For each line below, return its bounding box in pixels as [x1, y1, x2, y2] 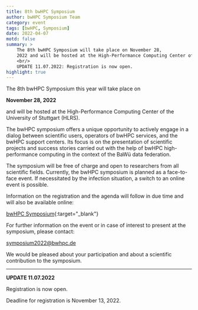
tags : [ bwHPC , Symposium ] [6, 25, 70, 31]
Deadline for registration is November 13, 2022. [6, 297, 121, 304]
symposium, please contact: [6, 228, 75, 235]
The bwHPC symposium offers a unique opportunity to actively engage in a [6, 126, 189, 133]
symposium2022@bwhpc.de [6, 240, 77, 247]
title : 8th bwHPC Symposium [6, 8, 75, 15]
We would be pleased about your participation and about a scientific [6, 251, 172, 258]
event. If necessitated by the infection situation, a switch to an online [18, 175, 185, 182]
